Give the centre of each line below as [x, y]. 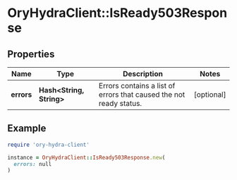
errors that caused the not [142, 95]
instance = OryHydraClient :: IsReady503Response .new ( [86, 157]
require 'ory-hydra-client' [49, 145]
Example [27, 128]
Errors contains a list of [137, 86]
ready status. [120, 103]
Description [143, 74]
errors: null [33, 164]
